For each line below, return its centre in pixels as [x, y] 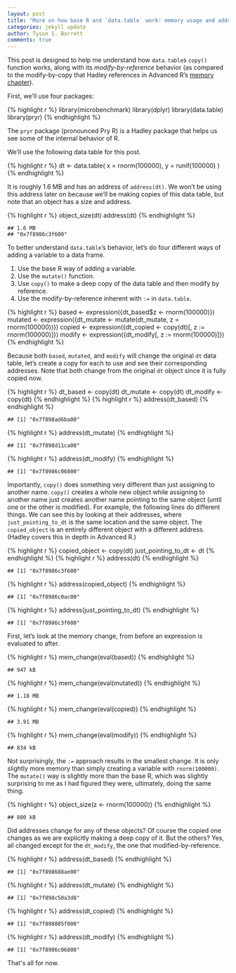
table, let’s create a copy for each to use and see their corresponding [107, 363]
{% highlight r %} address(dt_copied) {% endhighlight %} [91, 911]
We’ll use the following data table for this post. [74, 152]
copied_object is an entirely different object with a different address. [106, 529]
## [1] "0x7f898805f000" [44, 924]
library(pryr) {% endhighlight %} [54, 118]
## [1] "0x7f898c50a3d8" [44, 898]
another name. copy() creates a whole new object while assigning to [106, 492]
